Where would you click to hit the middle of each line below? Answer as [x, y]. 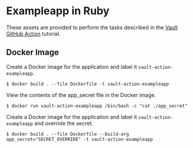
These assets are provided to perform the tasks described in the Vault [92, 27]
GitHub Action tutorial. [33, 33]
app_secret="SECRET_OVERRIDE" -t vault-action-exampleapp [80, 139]
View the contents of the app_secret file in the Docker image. [81, 95]
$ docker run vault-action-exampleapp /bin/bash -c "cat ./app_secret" [97, 106]
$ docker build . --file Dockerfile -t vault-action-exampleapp [88, 84]
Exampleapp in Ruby [58, 11]
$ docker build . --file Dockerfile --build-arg [68, 134]
